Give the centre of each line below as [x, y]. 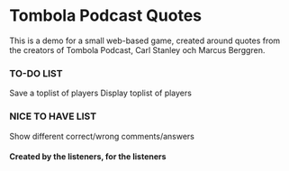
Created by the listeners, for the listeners [88, 157]
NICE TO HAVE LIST [53, 116]
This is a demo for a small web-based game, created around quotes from [145, 40]
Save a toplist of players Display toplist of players [100, 93]
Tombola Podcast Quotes [106, 16]
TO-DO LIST [36, 73]
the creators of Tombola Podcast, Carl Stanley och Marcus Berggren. [137, 49]
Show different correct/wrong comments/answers [102, 136]
